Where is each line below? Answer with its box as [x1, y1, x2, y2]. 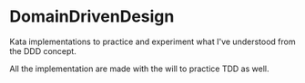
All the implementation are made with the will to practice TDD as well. [9, 63, 269, 74]
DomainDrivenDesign [9, 6, 175, 27]
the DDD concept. [9, 45, 77, 56]
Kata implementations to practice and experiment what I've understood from [9, 36, 296, 47]
